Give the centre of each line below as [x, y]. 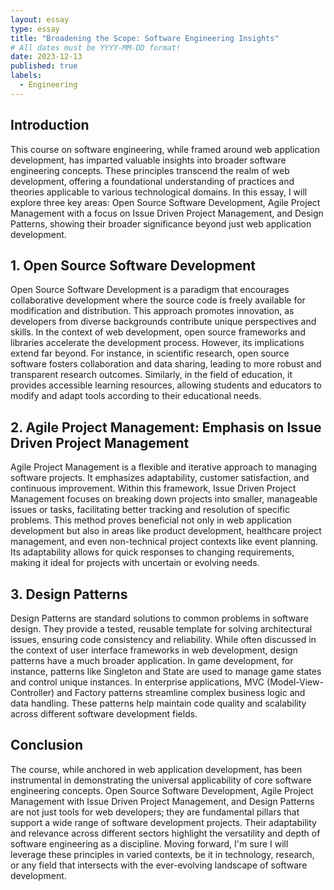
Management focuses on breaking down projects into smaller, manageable [164, 499]
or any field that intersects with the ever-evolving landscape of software [159, 865]
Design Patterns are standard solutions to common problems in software [159, 618]
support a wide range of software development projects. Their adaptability [163, 822]
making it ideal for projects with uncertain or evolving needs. [135, 563]
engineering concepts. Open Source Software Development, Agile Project [162, 790]
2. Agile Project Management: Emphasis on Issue [166, 427]
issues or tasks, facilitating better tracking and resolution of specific [150, 510]
